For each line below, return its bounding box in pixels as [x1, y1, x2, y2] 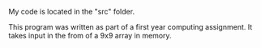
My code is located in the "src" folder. [8, 7, 135, 16]
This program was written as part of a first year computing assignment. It [8, 22, 253, 31]
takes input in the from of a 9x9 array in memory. [8, 31, 172, 40]
